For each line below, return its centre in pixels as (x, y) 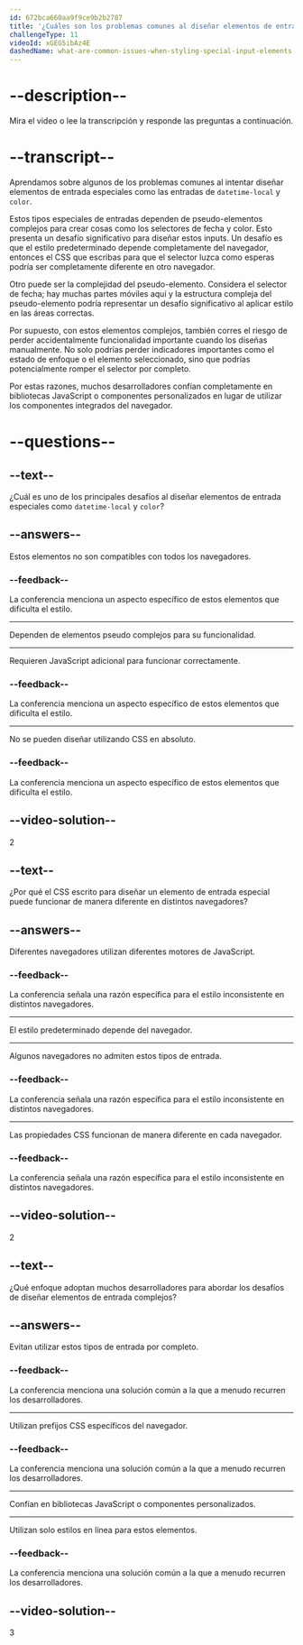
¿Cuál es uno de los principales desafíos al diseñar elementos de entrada (145, 496)
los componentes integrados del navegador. (91, 405)
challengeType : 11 (44, 34)
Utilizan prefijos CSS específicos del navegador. (99, 1425)
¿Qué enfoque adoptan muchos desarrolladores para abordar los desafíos (147, 1287)
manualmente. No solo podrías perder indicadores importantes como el (142, 349)
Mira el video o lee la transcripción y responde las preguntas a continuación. (151, 121)
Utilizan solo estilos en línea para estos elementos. (103, 1530)
